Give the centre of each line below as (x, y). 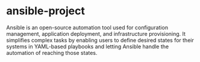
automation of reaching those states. (52, 52)
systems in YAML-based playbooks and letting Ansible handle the (88, 46)
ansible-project (46, 11)
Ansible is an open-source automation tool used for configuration (87, 27)
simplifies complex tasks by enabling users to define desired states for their (100, 40)
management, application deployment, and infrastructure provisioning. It (96, 33)
